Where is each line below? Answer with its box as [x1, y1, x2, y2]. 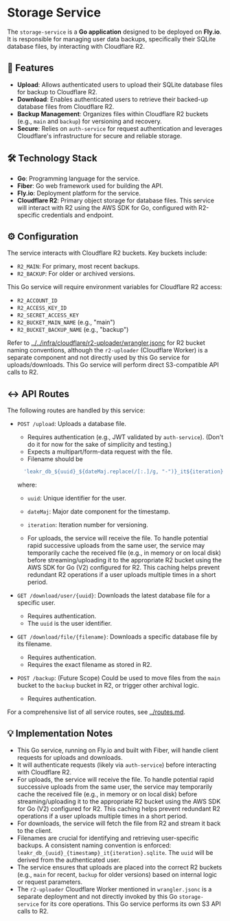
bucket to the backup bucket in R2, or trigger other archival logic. [16, 681, 199, 690]
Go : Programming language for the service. [16, 174, 140, 182]
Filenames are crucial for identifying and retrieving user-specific [16, 834, 199, 842]
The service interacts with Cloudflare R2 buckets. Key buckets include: [7, 249, 207, 257]
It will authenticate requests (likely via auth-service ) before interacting [16, 761, 217, 769]
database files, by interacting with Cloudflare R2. [7, 42, 146, 50]
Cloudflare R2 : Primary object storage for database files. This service [16, 196, 215, 204]
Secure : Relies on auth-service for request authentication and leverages [16, 124, 223, 132]
